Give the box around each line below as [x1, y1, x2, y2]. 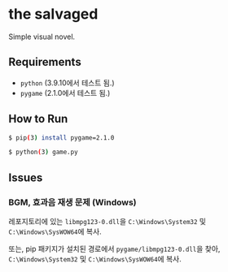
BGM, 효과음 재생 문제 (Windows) [8, 196, 137, 208]
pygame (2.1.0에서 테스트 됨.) [20, 88, 111, 97]
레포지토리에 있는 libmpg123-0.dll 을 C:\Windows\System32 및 [8, 217, 206, 226]
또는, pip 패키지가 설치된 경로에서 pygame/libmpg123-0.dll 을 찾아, [8, 244, 221, 253]
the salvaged [8, 5, 99, 24]
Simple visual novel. [8, 32, 76, 41]
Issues [8, 171, 43, 184]
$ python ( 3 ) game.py [8, 148, 79, 157]
